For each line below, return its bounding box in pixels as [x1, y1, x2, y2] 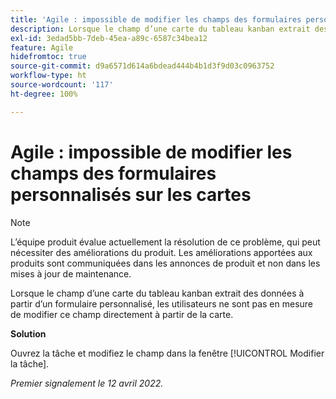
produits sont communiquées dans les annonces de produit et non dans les [10, 257, 321, 269]
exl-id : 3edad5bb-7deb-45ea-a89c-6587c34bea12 [10, 33, 208, 43]
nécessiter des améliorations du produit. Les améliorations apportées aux [10, 246, 313, 258]
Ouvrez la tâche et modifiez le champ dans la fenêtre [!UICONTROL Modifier [10, 347, 325, 359]
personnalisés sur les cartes [10, 183, 252, 206]
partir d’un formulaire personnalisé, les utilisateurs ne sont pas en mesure [10, 297, 314, 310]
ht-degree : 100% [10, 89, 78, 99]
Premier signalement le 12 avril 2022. [10, 377, 164, 389]
